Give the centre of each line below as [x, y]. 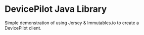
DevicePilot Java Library [56, 9]
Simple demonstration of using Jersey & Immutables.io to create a [72, 23]
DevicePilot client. [23, 28]
